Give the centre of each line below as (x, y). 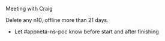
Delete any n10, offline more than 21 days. (57, 20)
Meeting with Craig (29, 9)
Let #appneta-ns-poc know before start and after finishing (87, 31)
